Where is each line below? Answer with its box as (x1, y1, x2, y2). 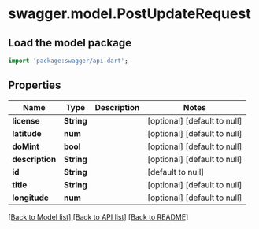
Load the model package (8, 36, 132, 50)
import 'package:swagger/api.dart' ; (8, 57, 128, 65)
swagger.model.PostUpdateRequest (8, 5, 251, 23)
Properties (8, 79, 61, 92)
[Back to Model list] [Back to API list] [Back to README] (8, 212, 189, 221)
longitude (12, 192, 49, 203)
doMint (12, 141, 39, 152)
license (12, 115, 41, 126)
